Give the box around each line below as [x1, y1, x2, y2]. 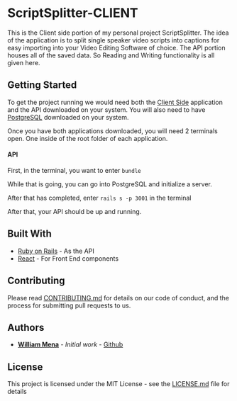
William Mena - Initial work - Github [17, 340, 123, 349]
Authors [7, 321, 45, 334]
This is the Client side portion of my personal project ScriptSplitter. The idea [7, 28, 229, 37]
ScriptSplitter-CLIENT [7, 5, 138, 21]
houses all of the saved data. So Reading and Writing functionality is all [7, 51, 215, 60]
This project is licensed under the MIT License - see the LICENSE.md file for [7, 380, 230, 388]
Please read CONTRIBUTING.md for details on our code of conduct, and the [7, 293, 229, 302]
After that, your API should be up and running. [7, 207, 142, 215]
